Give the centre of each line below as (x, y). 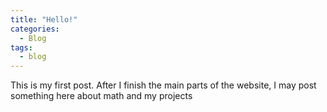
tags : (21, 47)
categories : (35, 29)
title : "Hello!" (44, 19)
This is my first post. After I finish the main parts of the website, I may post (163, 85)
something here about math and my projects (101, 96)
